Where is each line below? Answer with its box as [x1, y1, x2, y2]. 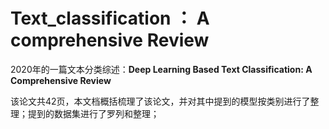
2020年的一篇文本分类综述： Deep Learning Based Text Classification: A [10, 63, 313, 75]
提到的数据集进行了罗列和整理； [27, 107, 160, 119]
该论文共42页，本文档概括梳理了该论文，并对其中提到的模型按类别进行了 [10, 95, 311, 107]
